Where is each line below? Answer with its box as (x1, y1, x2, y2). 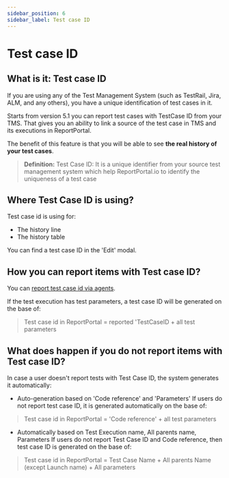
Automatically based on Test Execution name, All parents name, (16, 428, 197, 436)
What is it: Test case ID (7, 73, 107, 85)
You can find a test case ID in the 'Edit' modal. (7, 246, 137, 254)
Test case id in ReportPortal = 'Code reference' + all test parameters (23, 414, 217, 423)
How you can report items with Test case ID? (7, 266, 201, 278)
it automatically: (7, 381, 52, 389)
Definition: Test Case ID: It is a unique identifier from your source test (23, 160, 221, 168)
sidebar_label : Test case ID (7, 16, 90, 23)
